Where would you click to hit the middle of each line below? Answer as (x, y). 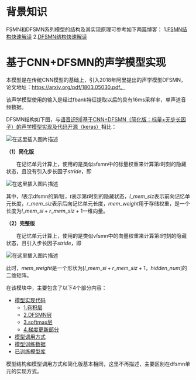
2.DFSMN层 (37, 314)
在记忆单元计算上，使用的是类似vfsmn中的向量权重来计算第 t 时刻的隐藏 (102, 235)
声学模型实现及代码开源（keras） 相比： (69, 126)
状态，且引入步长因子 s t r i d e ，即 (44, 243)
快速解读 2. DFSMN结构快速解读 (49, 36)
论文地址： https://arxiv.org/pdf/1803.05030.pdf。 (66, 87)
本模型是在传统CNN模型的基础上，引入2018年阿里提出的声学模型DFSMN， (96, 80)
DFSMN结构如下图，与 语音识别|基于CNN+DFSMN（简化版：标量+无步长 (94, 119)
